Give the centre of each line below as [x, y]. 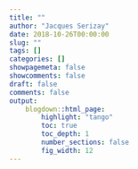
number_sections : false [85, 142]
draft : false [33, 84]
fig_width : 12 [67, 150]
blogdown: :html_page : [65, 109]
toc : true [59, 126]
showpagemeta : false [48, 68]
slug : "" [25, 42]
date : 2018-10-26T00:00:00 [59, 34]
